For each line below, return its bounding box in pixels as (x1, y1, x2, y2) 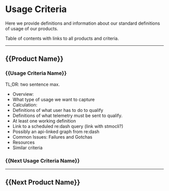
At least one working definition (12, 117, 76, 124)
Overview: (12, 91, 34, 97)
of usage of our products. (5, 25, 58, 31)
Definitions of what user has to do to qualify (12, 107, 104, 113)
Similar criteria (12, 145, 43, 151)
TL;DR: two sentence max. (5, 81, 60, 87)
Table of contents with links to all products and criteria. (5, 35, 119, 41)
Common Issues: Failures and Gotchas (12, 134, 93, 140)
